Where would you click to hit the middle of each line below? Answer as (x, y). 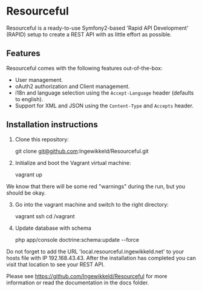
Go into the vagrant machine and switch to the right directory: (92, 204)
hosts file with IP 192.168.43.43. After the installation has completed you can (101, 258)
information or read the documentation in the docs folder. (78, 283)
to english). (29, 99)
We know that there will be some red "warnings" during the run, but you (96, 186)
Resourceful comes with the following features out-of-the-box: (84, 68)
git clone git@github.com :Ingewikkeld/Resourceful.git (82, 151)
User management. (39, 79)
